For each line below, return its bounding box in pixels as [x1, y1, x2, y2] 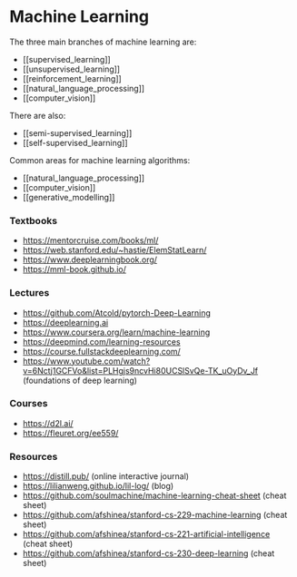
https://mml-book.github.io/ [22, 264, 127, 275]
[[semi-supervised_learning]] [22, 127, 133, 138]
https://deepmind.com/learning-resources [22, 336, 181, 347]
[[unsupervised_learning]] [22, 64, 121, 74]
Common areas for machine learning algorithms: [9, 154, 191, 165]
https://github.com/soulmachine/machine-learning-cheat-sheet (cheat [22, 490, 287, 501]
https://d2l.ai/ [22, 417, 74, 428]
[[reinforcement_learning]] [22, 73, 123, 83]
